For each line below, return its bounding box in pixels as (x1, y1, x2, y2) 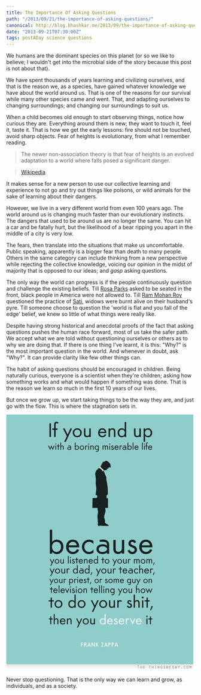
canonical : (6, 22, 33, 28)
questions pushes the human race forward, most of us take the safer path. (6, 328, 190, 336)
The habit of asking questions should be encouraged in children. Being (6, 365, 181, 373)
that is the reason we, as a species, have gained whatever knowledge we (6, 83, 187, 90)
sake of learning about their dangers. (6, 193, 98, 200)
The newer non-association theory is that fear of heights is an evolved (20, 150, 194, 158)
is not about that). (6, 65, 50, 72)
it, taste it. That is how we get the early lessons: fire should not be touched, (6, 126, 192, 134)
